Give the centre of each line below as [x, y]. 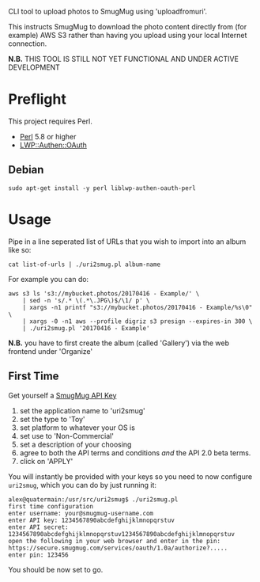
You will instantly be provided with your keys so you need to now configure [130, 476]
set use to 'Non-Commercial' [67, 436]
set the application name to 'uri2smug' [82, 410]
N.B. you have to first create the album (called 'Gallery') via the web [119, 343]
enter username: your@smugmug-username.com [81, 513]
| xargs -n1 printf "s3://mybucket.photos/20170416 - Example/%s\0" [138, 307]
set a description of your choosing [75, 444]
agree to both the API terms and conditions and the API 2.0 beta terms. [135, 453]
